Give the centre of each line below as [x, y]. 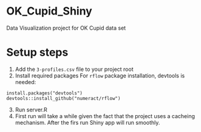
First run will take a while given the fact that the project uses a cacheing [105, 116]
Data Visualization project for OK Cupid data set [66, 28]
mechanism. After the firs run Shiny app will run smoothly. [87, 122]
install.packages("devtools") [45, 93]
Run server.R [31, 110]
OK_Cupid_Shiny [49, 11]
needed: [26, 82]
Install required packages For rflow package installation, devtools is [100, 75]
